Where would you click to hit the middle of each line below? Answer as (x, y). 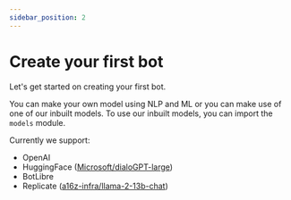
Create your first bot (86, 61)
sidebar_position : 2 (48, 17)
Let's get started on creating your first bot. (88, 87)
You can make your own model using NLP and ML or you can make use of (145, 104)
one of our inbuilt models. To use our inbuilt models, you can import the (141, 113)
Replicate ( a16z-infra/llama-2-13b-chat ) (95, 186)
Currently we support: (50, 140)
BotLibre (38, 176)
